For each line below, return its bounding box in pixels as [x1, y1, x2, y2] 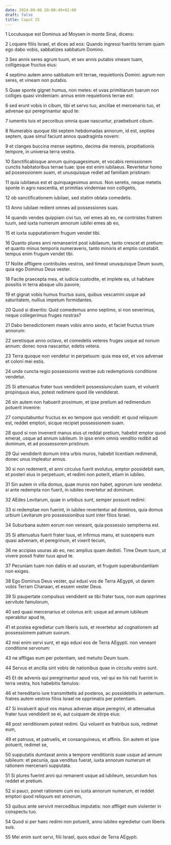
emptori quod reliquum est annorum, [5, 793, 83, 799]
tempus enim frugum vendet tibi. [5, 251, 74, 257]
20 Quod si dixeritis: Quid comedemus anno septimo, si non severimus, [5, 307, 155, 313]
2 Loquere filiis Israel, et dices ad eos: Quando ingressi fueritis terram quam [5, 41, 165, 47]
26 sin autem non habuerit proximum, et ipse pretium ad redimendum [5, 399, 151, 405]
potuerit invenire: [5, 404, 41, 410]
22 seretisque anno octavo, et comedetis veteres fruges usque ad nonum [5, 338, 160, 344]
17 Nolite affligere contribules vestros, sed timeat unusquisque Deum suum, [5, 261, 164, 267]
